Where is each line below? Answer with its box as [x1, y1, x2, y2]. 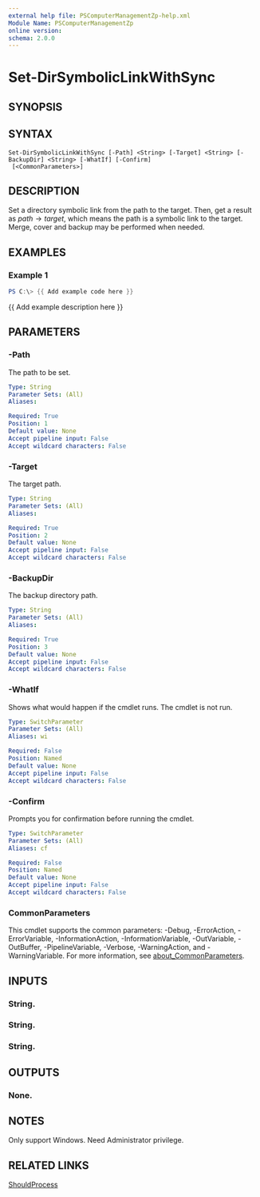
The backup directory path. [8, 591, 98, 600]
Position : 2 [8, 531, 48, 540]
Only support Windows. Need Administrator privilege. [8, 1135, 184, 1145]
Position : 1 [8, 420, 48, 428]
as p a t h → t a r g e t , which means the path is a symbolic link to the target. [8, 213, 243, 224]
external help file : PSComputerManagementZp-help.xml [8, 11, 191, 20]
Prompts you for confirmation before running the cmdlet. [8, 813, 195, 824]
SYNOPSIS [8, 100, 63, 114]
